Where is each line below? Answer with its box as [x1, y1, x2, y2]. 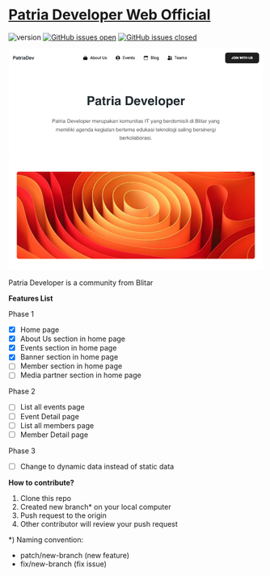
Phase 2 [8, 386, 36, 397]
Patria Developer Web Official [8, 6, 211, 24]
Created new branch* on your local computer [19, 502, 171, 511]
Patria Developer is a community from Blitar [8, 278, 154, 288]
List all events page [19, 402, 85, 412]
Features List [8, 293, 53, 304]
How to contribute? [8, 477, 74, 487]
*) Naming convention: [8, 535, 84, 544]
